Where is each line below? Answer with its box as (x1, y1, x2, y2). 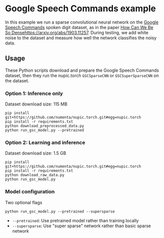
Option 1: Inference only (5, 90, 63, 97)
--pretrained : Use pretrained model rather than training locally (12, 217, 139, 223)
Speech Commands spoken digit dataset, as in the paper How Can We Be (5, 24, 153, 30)
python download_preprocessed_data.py (5, 124, 84, 129)
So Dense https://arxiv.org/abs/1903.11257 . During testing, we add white (5, 29, 149, 35)
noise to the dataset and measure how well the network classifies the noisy (5, 35, 157, 41)
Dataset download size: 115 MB (5, 101, 68, 107)
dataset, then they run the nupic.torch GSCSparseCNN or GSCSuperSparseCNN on (5, 72, 159, 79)
